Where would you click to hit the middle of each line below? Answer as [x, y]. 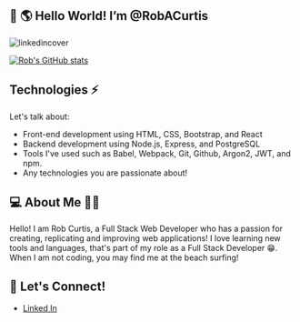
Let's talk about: [40, 116]
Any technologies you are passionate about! [105, 173]
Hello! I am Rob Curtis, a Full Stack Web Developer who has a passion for [146, 229]
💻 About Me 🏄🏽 [55, 202]
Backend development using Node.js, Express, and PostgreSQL [141, 144]
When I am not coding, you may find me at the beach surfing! [124, 257]
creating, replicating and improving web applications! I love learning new [145, 238]
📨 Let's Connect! [58, 286]
